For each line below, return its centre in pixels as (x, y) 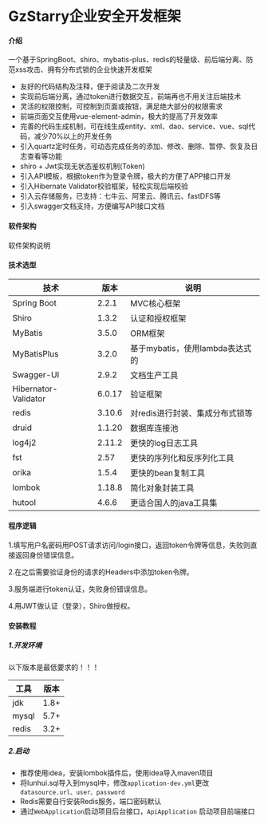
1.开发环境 (25, 645)
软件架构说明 (29, 245)
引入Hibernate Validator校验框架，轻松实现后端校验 (104, 186)
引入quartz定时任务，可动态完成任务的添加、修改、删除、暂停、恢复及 (135, 146)
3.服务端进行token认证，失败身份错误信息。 (80, 589)
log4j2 (24, 442)
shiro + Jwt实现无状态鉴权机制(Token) (82, 166)
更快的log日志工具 (164, 443)
